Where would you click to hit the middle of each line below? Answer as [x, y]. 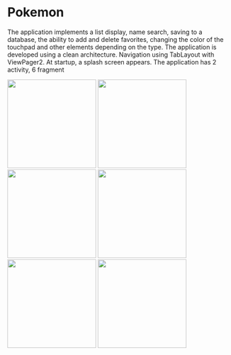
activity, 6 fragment [36, 69]
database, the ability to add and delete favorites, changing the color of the [115, 39]
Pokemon [36, 12]
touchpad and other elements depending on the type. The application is [112, 47]
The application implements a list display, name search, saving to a [105, 32]
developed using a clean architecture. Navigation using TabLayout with [111, 55]
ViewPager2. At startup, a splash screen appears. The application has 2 [112, 62]
